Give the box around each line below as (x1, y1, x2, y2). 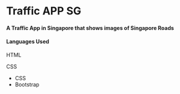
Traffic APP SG (6, 4, 82, 18)
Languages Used (6, 38, 50, 46)
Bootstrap (14, 81, 40, 88)
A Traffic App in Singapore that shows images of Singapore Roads (6, 24, 174, 31)
